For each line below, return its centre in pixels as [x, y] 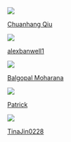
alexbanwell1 [26, 51]
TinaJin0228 [26, 131]
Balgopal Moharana [35, 78]
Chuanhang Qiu [30, 24]
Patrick [18, 104]
